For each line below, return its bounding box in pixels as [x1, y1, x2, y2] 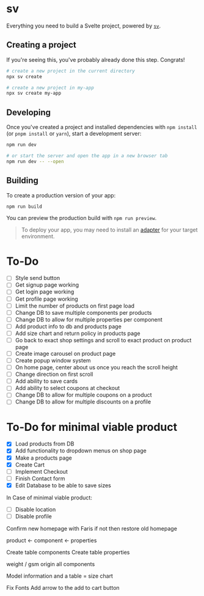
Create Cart [15, 461, 45, 468]
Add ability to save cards [15, 378, 78, 385]
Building [6, 175, 38, 186]
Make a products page [15, 454, 72, 462]
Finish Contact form [15, 474, 65, 482]
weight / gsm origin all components [6, 560, 95, 567]
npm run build [6, 204, 43, 210]
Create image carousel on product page [15, 350, 116, 357]
